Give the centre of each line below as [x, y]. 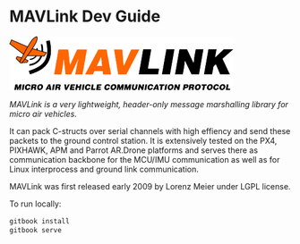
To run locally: [35, 204]
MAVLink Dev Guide [85, 17]
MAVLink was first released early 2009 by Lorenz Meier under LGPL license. [150, 186]
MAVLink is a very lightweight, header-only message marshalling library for [149, 104]
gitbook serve [36, 230]
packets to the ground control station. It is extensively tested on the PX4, [143, 140]
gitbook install [39, 221]
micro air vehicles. [43, 114]
